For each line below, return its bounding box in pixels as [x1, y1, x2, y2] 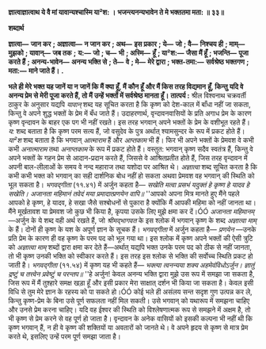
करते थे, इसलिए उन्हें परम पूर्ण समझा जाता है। [8, 332, 121, 341]
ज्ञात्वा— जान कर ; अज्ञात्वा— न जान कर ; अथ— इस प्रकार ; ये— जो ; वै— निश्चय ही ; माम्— [8, 40, 245, 48]
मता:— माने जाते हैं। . [8, 66, 64, 75]
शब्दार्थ [8, 24, 25, 33]
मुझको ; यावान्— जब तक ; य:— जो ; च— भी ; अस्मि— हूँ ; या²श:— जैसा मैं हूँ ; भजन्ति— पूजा [8, 48, 249, 57]
